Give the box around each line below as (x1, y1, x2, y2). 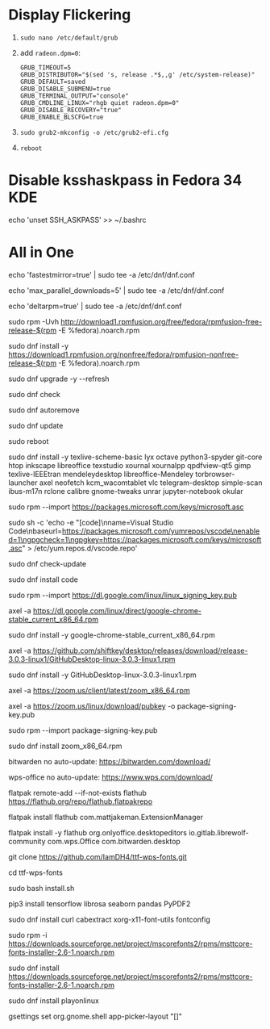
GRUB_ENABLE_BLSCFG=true (19, 113, 104, 121)
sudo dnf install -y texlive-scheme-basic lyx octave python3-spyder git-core (8, 452, 263, 462)
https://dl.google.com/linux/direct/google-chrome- (32, 605, 202, 615)
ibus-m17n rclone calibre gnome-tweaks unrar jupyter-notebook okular (8, 486, 243, 496)
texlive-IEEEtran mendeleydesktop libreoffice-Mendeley (8, 469, 194, 479)
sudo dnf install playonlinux (8, 995, 99, 1006)
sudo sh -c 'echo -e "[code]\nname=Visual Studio (8, 517, 174, 527)
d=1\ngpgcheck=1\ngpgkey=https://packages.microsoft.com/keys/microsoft (8, 534, 262, 544)
